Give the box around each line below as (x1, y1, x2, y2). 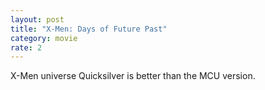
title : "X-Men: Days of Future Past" (10, 24, 168, 34)
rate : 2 (10, 42, 43, 53)
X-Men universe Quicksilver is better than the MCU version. (10, 70, 256, 82)
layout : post (10, 14, 65, 25)
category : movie (10, 33, 78, 43)
